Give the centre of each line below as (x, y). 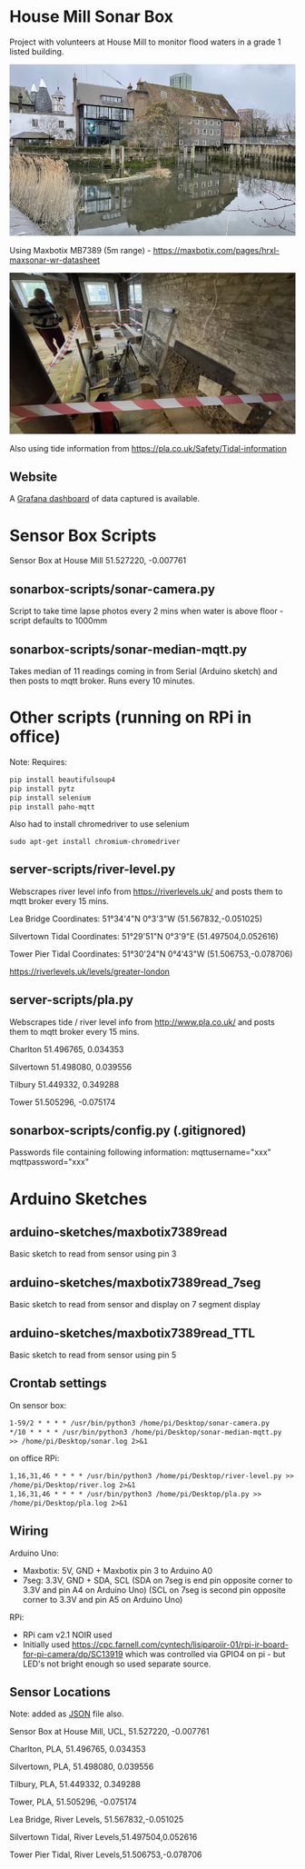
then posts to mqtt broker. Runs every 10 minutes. (102, 681)
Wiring (29, 1531)
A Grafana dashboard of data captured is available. (105, 499)
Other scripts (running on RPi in (131, 717)
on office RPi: (34, 1458)
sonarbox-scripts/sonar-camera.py (113, 589)
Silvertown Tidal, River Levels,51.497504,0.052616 (103, 1837)
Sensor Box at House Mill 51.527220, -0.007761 (98, 561)
